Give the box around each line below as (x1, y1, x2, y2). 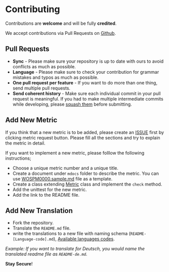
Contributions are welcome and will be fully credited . (5, 20, 117, 26)
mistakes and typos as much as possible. (12, 74, 99, 80)
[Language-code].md (12, 237, 54, 242)
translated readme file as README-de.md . (5, 251, 88, 257)
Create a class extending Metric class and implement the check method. (12, 181, 162, 187)
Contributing (5, 4, 60, 15)
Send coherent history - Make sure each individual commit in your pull (12, 90, 161, 97)
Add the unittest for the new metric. (12, 186, 87, 193)
